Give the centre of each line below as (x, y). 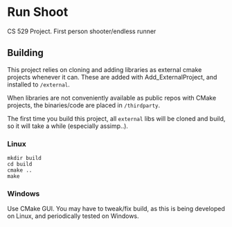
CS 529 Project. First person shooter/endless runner (82, 31)
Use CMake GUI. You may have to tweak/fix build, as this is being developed (116, 209)
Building (25, 53)
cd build (20, 164)
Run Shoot (38, 12)
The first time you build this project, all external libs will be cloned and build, (116, 118)
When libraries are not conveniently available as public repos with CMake (112, 98)
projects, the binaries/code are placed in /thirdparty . (84, 105)
